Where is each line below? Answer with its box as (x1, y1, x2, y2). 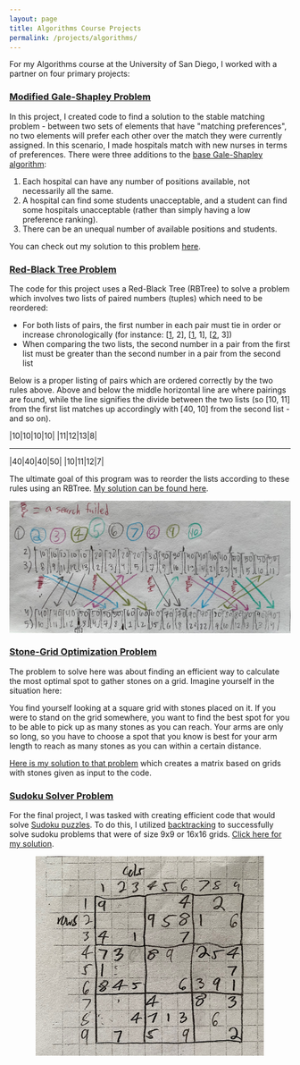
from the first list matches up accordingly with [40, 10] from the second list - (9, 403, 290, 414)
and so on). (9, 412, 52, 424)
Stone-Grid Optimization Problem (9, 646, 158, 658)
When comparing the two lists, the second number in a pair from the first (21, 338, 290, 349)
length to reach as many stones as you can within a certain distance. (9, 740, 262, 751)
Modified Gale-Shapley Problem (9, 90, 152, 103)
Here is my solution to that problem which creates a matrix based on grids (9, 757, 281, 768)
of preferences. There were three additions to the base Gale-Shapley (9, 148, 263, 160)
